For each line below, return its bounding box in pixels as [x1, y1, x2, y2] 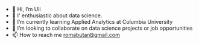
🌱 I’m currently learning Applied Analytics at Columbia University [11, 18, 173, 25]
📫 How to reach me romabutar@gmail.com [11, 32, 121, 38]
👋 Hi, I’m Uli [11, 6, 41, 12]
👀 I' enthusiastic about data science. [11, 12, 103, 19]
